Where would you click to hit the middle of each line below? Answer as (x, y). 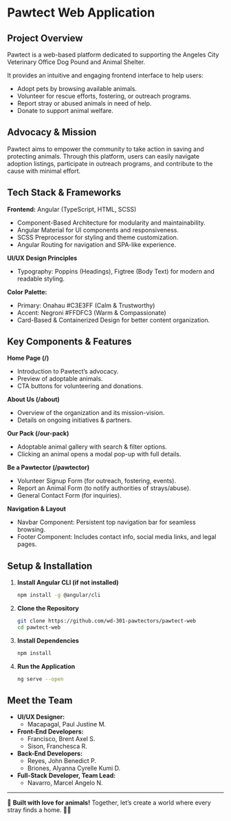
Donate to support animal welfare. (65, 111)
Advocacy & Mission (52, 132)
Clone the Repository (48, 609)
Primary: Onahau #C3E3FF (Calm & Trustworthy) (86, 305)
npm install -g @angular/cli (59, 595)
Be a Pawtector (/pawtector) (48, 467)
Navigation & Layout (37, 509)
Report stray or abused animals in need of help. (84, 103)
